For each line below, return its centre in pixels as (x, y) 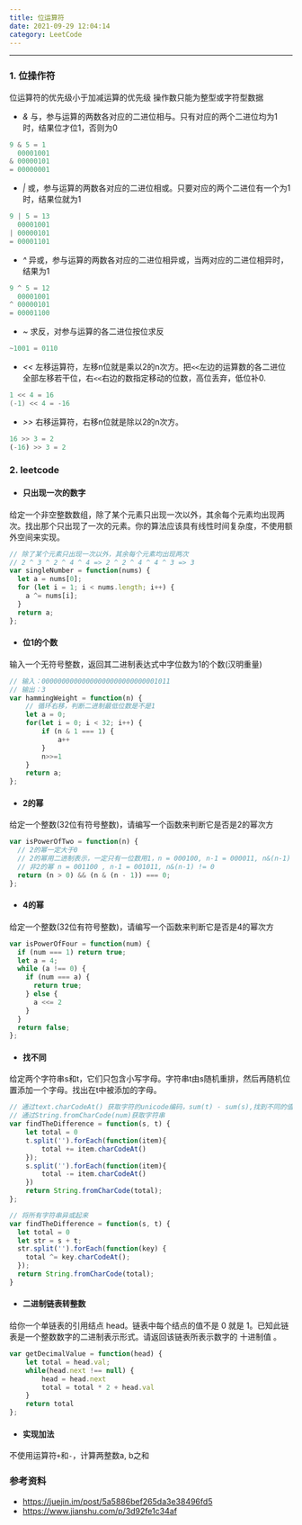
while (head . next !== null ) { (80, 1370)
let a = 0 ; (46, 715)
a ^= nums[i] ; (52, 596)
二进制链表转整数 (54, 1304)
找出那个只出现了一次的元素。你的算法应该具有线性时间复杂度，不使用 (155, 525)
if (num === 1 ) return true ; (72, 952)
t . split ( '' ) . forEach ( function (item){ (96, 1140)
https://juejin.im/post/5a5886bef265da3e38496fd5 (117, 1501)
